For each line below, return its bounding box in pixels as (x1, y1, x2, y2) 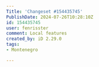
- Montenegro (6, 47, 38, 53)
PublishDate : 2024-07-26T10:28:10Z (6, 14, 94, 20)
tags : (6, 42, 19, 48)
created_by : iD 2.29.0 (6, 36, 62, 42)
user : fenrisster (6, 25, 49, 31)
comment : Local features (6, 31, 67, 36)
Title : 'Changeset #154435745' (6, 8, 83, 15)
